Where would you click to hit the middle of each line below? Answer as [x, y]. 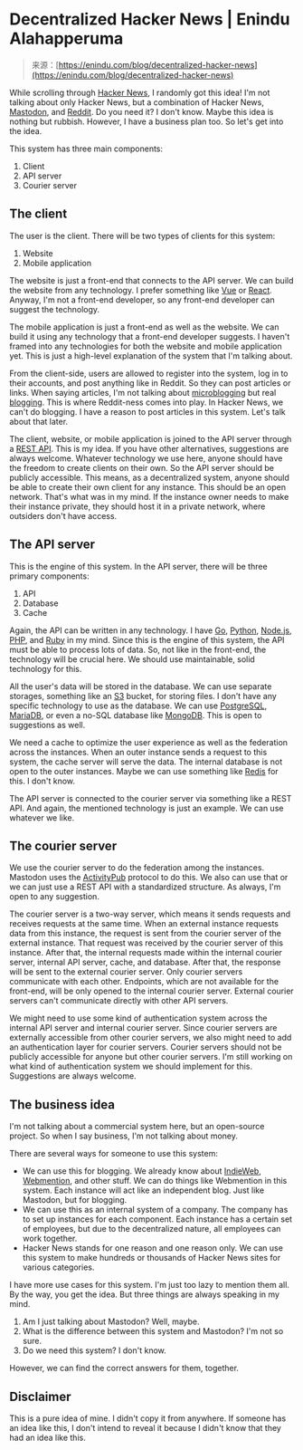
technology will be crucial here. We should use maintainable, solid [132, 659]
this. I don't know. [42, 781]
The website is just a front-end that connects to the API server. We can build [151, 280]
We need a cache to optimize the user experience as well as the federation [148, 742]
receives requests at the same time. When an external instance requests [144, 924]
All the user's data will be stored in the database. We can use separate [141, 686]
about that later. [39, 421]
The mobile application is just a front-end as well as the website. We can [144, 327]
